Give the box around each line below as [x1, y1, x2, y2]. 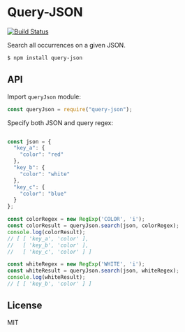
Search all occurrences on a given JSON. [7, 41, 126, 49]
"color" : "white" [20, 171, 71, 178]
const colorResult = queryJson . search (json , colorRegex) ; [7, 222, 179, 229]
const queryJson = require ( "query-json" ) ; [7, 106, 133, 113]
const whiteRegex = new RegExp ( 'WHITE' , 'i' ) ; [7, 261, 145, 268]
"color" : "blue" [20, 190, 68, 197]
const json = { [7, 138, 52, 145]
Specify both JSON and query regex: [7, 118, 114, 127]
